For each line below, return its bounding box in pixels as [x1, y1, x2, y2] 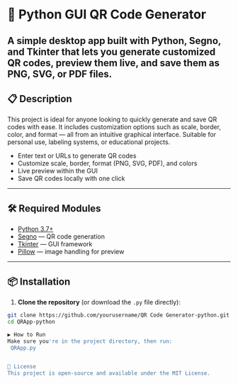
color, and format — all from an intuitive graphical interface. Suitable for [7, 131, 217, 139]
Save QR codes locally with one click [17, 174, 125, 183]
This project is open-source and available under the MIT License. [7, 370, 211, 377]
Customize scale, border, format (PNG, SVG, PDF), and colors [17, 159, 198, 168]
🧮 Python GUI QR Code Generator [7, 6, 207, 23]
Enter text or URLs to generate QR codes [17, 152, 137, 160]
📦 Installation [7, 275, 71, 287]
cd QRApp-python [7, 318, 55, 325]
